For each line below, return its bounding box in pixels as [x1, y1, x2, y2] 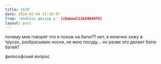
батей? [5, 44, 20, 50]
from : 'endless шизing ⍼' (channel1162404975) [5, 16, 102, 21]
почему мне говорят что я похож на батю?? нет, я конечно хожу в [5, 34, 143, 40]
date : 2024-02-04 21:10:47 [5, 12, 60, 16]
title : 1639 [5, 7, 29, 12]
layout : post [5, 20, 32, 26]
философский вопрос [5, 54, 50, 60]
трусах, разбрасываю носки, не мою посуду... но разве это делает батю [5, 39, 157, 45]
